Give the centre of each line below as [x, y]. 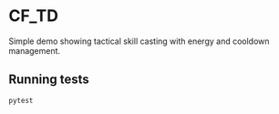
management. [35, 50]
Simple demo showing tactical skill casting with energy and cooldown [139, 41]
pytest [21, 100]
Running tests [49, 80]
